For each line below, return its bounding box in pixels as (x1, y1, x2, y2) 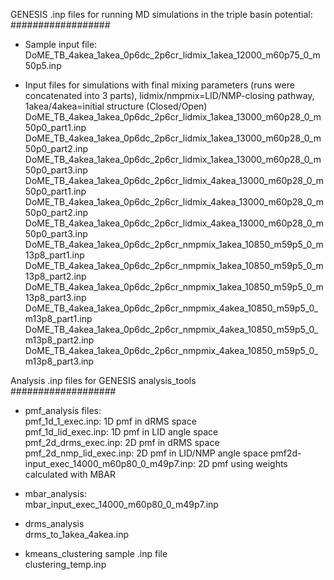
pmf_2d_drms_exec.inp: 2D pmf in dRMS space (24, 437, 220, 448)
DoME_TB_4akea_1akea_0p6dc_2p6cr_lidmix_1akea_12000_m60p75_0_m (24, 49, 321, 61)
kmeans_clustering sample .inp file (24, 548, 168, 559)
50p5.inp (24, 60, 62, 71)
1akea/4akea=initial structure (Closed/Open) (24, 100, 208, 112)
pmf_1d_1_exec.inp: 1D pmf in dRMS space (24, 415, 197, 427)
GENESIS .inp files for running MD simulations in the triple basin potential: (10, 9, 313, 20)
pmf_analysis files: (24, 405, 102, 416)
